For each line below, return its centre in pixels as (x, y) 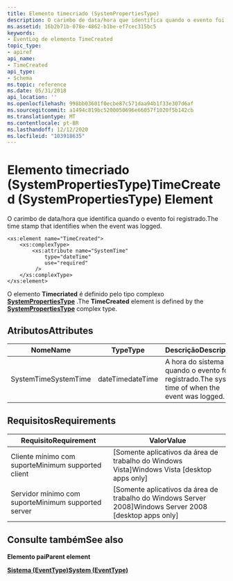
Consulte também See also (65, 540)
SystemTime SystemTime (51, 379)
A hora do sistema (195, 362)
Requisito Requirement (58, 440)
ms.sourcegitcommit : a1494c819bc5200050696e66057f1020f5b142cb (101, 110)
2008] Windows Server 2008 (161, 506)
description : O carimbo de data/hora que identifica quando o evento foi (116, 20)
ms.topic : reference (37, 84)
